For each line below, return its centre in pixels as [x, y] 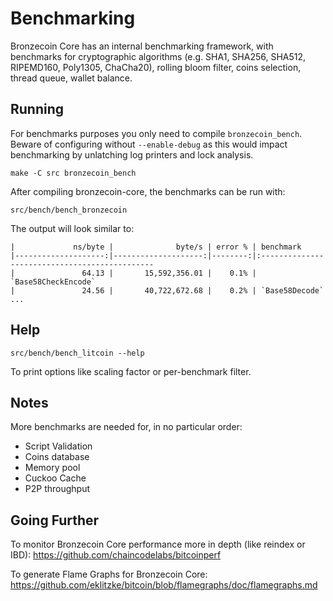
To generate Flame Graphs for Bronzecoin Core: [109, 574]
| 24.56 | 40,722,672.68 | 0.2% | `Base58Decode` [167, 290]
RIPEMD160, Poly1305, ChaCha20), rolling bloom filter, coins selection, [156, 67]
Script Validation [58, 446]
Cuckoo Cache [55, 478]
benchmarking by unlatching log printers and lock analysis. [132, 154]
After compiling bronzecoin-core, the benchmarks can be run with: [148, 191]
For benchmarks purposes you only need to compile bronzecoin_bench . [156, 133]
